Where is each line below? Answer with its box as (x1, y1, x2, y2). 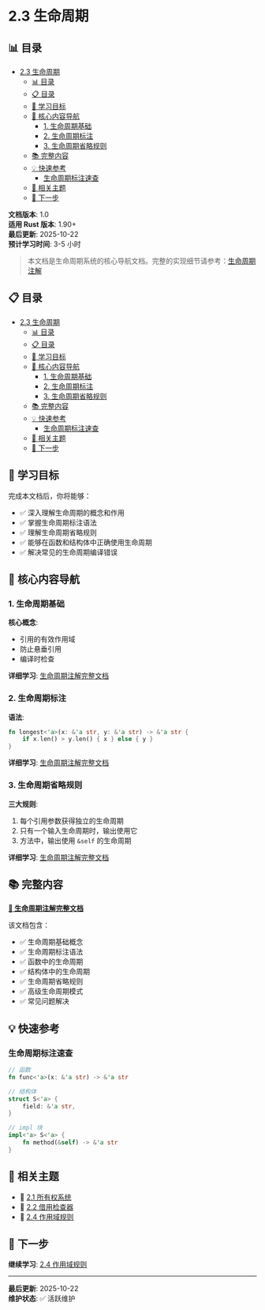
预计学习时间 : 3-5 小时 (8, 239, 81, 249)
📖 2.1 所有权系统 (19, 1192, 72, 1202)
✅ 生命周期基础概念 (19, 937, 84, 947)
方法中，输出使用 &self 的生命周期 (19, 835, 132, 845)
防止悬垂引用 (19, 645, 62, 654)
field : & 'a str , (22, 1102, 77, 1110)
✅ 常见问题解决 (19, 996, 69, 1006)
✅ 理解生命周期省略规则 (19, 527, 97, 537)
